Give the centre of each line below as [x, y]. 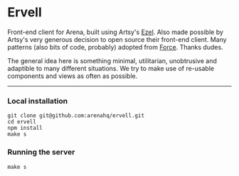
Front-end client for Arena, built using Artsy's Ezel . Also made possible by [116, 32]
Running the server [41, 152]
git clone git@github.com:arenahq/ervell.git [76, 116]
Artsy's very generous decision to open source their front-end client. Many [117, 39]
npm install [25, 128]
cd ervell [22, 122]
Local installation [38, 101]
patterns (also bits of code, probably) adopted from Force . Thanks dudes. [115, 47]
